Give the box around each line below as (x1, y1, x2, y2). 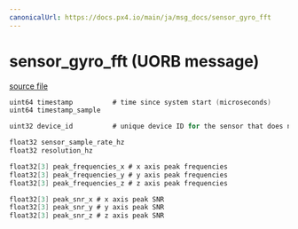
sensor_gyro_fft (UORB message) (9, 51, 260, 71)
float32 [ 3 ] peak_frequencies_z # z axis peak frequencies (9, 178, 228, 187)
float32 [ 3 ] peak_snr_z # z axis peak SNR (9, 211, 165, 220)
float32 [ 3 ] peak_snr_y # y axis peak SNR (9, 203, 165, 212)
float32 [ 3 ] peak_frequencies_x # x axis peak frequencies (9, 162, 228, 171)
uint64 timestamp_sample (9, 106, 101, 115)
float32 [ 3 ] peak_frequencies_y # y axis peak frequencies (9, 170, 228, 179)
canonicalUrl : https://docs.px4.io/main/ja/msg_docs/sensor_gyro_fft (9, 12, 272, 22)
